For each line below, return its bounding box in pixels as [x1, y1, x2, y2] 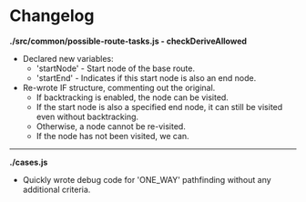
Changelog [9, 5, 95, 26]
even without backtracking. [36, 111, 139, 122]
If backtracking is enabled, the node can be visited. [36, 92, 229, 103]
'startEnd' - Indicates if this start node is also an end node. [36, 72, 257, 83]
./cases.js [9, 157, 48, 167]
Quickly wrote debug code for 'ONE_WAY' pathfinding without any [22, 174, 271, 185]
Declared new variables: [22, 53, 114, 64]
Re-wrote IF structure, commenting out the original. [22, 82, 216, 93]
